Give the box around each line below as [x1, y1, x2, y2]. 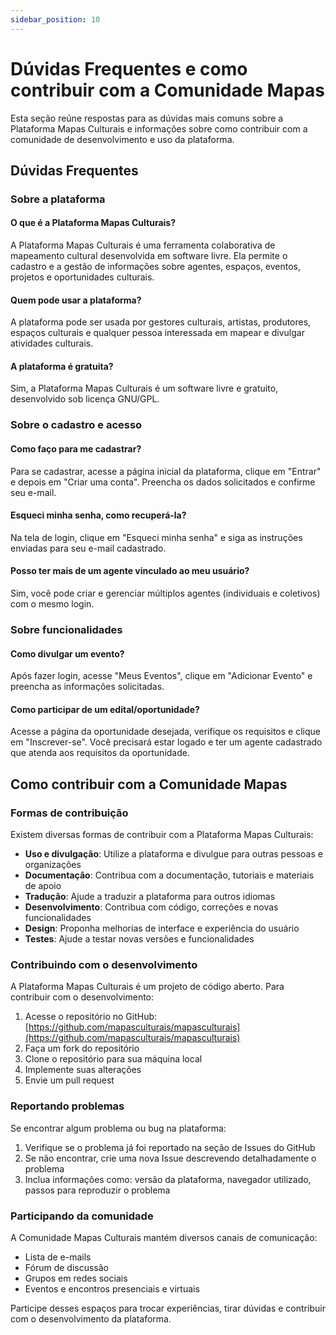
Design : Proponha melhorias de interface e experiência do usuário [24, 922, 300, 935]
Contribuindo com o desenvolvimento [10, 957, 198, 971]
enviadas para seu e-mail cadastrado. [10, 542, 167, 554]
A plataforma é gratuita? [10, 360, 114, 372]
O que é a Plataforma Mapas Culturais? [10, 217, 177, 229]
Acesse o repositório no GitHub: [24, 1011, 158, 1023]
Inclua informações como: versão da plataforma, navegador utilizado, [24, 1173, 312, 1185]
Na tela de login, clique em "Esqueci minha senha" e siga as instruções [10, 531, 303, 543]
